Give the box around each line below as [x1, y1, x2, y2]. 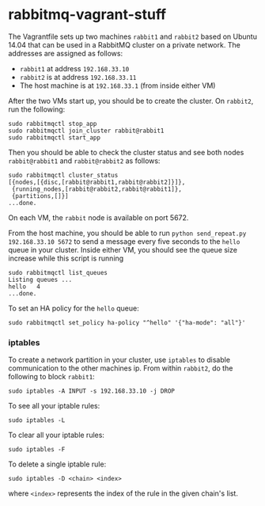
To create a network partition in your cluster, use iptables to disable [8, 355, 231, 365]
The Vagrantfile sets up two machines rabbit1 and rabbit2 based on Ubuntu [8, 32, 257, 41]
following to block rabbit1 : [8, 372, 95, 382]
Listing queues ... [8, 276, 73, 283]
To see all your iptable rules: [8, 401, 100, 411]
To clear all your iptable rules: [8, 430, 105, 440]
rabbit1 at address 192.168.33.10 [19, 63, 130, 73]
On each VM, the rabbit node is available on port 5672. [8, 212, 189, 223]
